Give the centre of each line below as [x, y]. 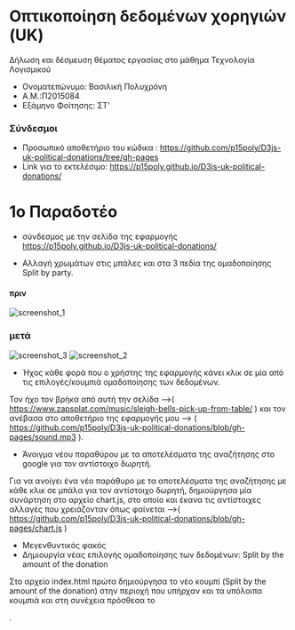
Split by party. [48, 273]
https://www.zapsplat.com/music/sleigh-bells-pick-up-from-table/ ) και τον [147, 408]
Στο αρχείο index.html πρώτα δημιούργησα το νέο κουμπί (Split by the [138, 581]
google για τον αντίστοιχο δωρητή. [87, 463]
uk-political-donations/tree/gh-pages [90, 157]
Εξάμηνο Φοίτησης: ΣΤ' [66, 105]
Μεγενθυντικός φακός [64, 545]
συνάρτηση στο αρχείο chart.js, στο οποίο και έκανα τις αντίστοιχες [136, 499]
